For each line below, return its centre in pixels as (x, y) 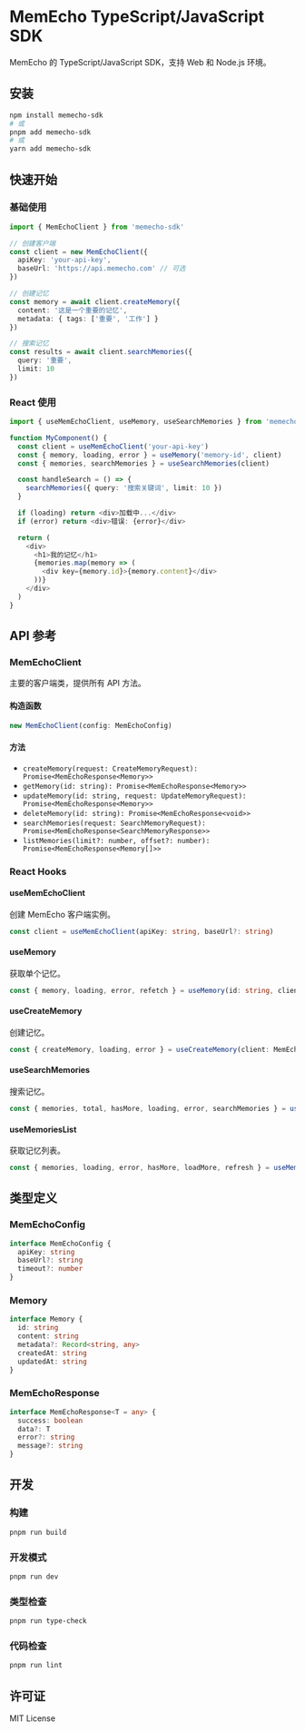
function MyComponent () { (58, 438)
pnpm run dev (34, 1577)
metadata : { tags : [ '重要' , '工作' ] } (88, 319)
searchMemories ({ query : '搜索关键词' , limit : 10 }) (124, 488)
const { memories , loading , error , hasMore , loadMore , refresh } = (140, 1168)
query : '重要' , (45, 360)
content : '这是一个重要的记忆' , (73, 310)
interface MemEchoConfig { (60, 1244)
